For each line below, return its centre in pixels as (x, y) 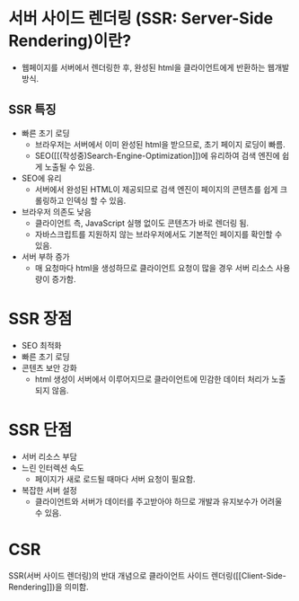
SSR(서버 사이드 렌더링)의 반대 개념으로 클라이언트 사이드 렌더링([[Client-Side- (147, 575)
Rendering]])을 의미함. (48, 587)
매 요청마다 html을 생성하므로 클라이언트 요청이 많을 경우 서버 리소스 (154, 268)
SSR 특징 (32, 110)
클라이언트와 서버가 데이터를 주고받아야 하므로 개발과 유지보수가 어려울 (158, 501)
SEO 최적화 (41, 345)
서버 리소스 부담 (49, 456)
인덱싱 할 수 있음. (96, 200)
